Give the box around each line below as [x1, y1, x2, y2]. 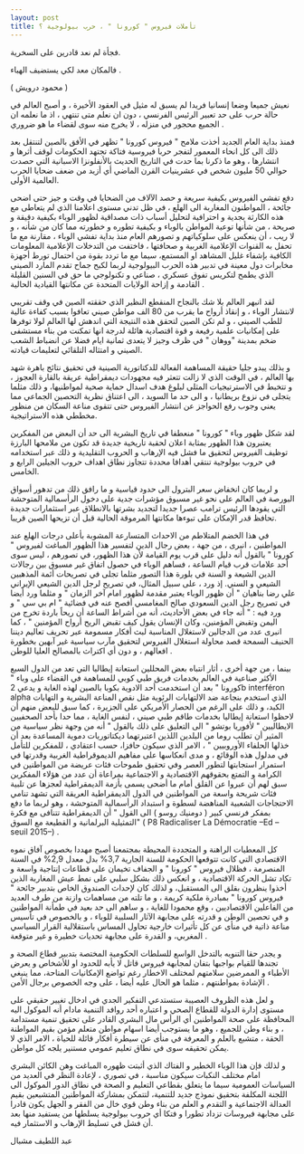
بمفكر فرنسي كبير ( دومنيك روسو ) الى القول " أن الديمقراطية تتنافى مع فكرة [10, 806, 271, 817]
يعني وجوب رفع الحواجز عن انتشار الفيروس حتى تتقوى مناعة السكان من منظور [10, 400, 276, 411]
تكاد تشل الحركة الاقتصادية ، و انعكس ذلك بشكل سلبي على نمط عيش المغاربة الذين [10, 873, 292, 883]
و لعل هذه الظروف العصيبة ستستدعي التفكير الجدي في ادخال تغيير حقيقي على [10, 994, 274, 1005]
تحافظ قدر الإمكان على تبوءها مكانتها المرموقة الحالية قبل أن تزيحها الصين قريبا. [10, 512, 277, 523]
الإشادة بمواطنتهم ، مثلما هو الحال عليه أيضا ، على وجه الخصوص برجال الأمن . [10, 977, 270, 987]
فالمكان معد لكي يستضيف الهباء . [10, 64, 121, 75]
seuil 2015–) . [10, 825, 60, 837]
